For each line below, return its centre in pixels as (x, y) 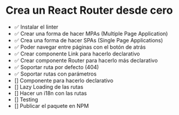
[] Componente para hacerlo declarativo (64, 80)
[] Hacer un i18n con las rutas (51, 93)
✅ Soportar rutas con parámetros (55, 74)
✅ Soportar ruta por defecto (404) (57, 67)
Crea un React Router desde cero (89, 10)
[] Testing (26, 100)
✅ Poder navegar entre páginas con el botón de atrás (80, 47)
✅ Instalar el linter (36, 27)
